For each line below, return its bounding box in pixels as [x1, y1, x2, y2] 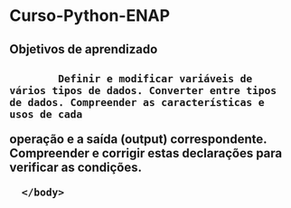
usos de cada [9, 108, 83, 120]
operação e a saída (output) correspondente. [9, 131, 268, 147]
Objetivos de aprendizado [9, 42, 158, 57]
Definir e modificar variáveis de [57, 71, 253, 85]
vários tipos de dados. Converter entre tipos [9, 83, 277, 97]
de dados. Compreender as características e [9, 96, 265, 109]
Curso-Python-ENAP [9, 5, 170, 26]
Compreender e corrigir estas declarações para [9, 146, 283, 161]
